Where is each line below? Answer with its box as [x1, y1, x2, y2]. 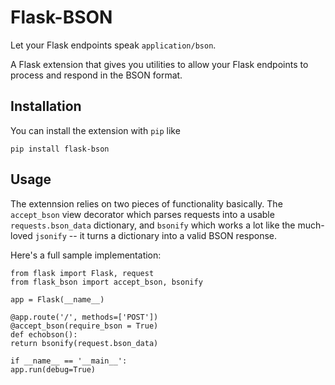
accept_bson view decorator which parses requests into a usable [10, 208, 275, 220]
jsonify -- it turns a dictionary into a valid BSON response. [34, 229, 278, 241]
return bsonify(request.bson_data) [10, 338, 159, 348]
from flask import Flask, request [10, 268, 155, 278]
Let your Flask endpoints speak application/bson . [10, 39, 217, 51]
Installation [10, 98, 82, 115]
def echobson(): [10, 329, 78, 340]
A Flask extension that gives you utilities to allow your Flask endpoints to [10, 58, 309, 70]
